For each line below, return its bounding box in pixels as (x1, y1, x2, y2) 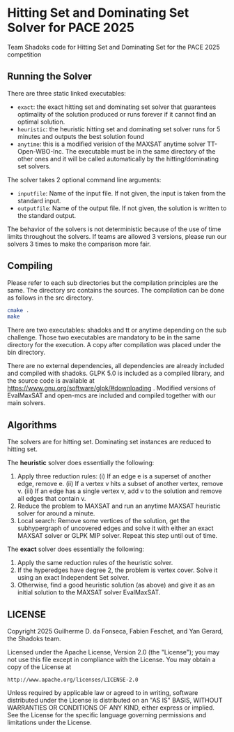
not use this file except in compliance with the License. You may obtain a (7, 655, 216, 664)
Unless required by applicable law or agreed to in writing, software (7, 688, 198, 696)
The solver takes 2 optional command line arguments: (7, 175, 162, 184)
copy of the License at (7, 662, 72, 671)
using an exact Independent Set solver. (17, 573, 130, 582)
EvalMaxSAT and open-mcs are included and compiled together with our (7, 391, 216, 400)
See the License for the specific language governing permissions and (7, 710, 207, 719)
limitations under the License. (7, 718, 92, 726)
